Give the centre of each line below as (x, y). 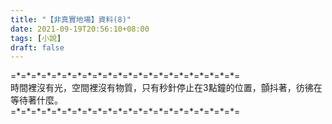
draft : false (37, 47)
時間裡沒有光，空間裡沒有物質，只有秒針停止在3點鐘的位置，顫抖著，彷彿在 (166, 88)
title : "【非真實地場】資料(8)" (71, 19)
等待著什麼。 (36, 100)
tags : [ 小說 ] (36, 38)
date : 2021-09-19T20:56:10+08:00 (80, 29)
